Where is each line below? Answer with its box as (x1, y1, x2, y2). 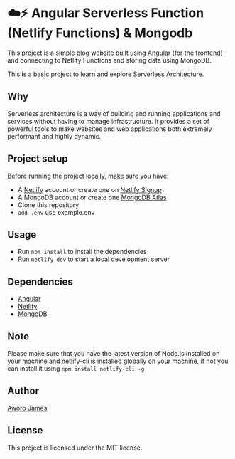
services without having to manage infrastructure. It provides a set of (7, 117, 209, 125)
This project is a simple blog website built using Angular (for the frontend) (7, 48, 224, 57)
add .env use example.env (17, 208, 95, 216)
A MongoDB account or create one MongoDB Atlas (17, 193, 167, 201)
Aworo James (7, 403, 48, 412)
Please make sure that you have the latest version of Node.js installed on (7, 349, 220, 357)
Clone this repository (17, 200, 80, 209)
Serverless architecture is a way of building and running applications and (7, 109, 222, 117)
